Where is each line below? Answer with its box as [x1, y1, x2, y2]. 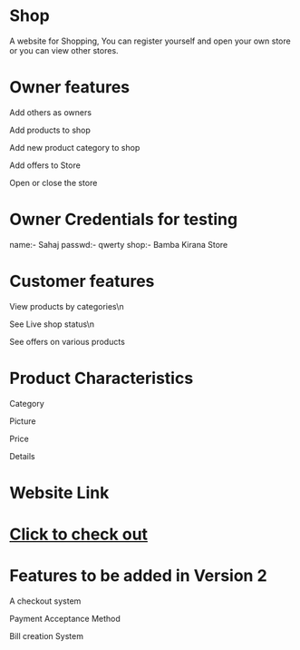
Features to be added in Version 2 [9, 566, 267, 586]
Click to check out [9, 524, 148, 545]
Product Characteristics [9, 368, 194, 389]
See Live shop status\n [9, 319, 95, 330]
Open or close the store [9, 177, 98, 188]
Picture [9, 415, 36, 427]
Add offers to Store [9, 160, 82, 171]
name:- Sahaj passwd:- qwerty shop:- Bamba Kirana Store [9, 239, 228, 250]
